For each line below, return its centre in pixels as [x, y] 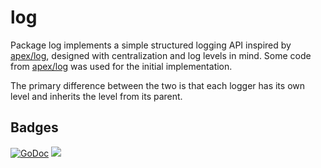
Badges [34, 127]
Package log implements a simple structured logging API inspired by [151, 45]
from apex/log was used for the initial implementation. [121, 66]
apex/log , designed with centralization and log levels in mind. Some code [161, 55]
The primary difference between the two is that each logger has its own [157, 85]
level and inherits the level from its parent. [96, 96]
